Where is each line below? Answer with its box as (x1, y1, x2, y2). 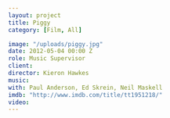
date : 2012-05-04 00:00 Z (8, 48, 92, 55)
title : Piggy (8, 19, 51, 27)
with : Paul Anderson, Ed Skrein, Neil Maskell (8, 84, 163, 91)
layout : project (8, 11, 61, 20)
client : (8, 62, 34, 70)
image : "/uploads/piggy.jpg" (8, 40, 103, 48)
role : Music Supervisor (8, 55, 86, 63)
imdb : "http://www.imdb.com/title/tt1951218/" (8, 91, 163, 98)
